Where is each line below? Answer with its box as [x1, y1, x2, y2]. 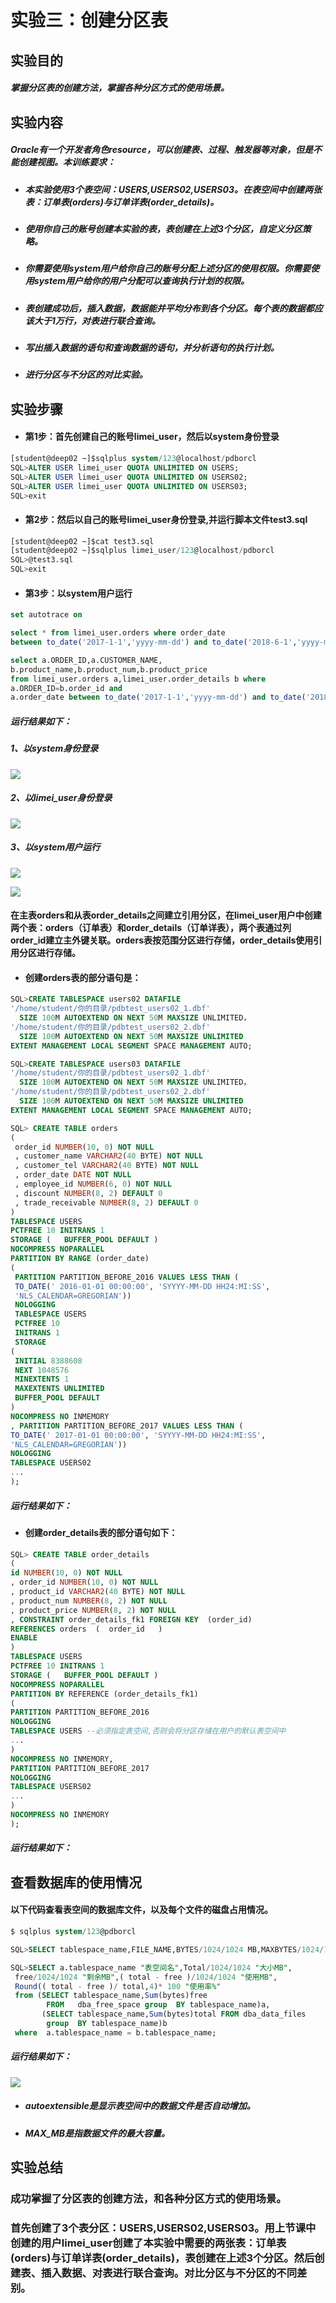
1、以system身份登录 [10, 742, 99, 755]
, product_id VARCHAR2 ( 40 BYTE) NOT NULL [10, 1587, 186, 1597]
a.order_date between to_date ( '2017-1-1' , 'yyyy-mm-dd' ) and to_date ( [10, 692, 307, 703]
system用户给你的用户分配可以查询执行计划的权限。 [33, 275, 250, 287]
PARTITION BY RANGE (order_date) [10, 1254, 150, 1264]
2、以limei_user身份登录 [10, 792, 113, 804]
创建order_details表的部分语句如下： [24, 1526, 178, 1538]
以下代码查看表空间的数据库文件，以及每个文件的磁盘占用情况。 [10, 1904, 273, 1916]
